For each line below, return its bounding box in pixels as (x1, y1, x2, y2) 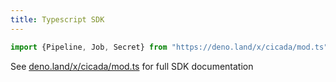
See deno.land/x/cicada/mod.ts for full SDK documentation (10, 60, 254, 72)
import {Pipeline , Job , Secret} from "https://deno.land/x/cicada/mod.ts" (10, 42, 329, 52)
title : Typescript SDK (10, 14, 105, 25)
